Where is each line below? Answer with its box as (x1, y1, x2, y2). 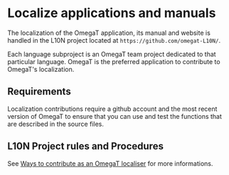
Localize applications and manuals (7, 5, 216, 21)
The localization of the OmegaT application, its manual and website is (7, 28, 211, 37)
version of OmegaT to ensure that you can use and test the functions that (7, 112, 223, 120)
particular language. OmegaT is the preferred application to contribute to (7, 57, 220, 65)
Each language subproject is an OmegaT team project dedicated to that (7, 50, 216, 58)
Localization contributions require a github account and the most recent (7, 105, 218, 113)
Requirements (7, 85, 71, 97)
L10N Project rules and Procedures (7, 140, 164, 152)
